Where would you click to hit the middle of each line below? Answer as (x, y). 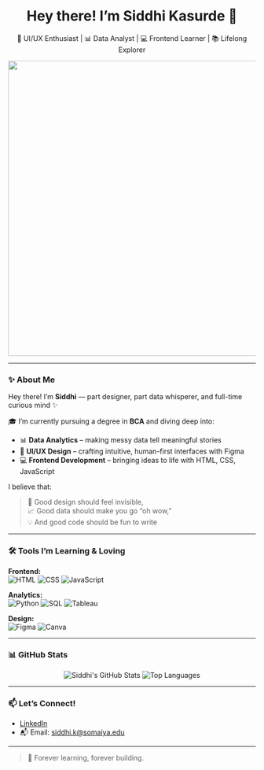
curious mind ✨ (33, 405)
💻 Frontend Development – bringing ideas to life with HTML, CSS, (127, 461)
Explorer (132, 50)
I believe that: (30, 487)
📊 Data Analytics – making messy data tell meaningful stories (120, 440)
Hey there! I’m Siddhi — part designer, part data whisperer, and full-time (125, 397)
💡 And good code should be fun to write (92, 522)
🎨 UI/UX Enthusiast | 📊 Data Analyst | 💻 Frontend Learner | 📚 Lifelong (132, 38)
